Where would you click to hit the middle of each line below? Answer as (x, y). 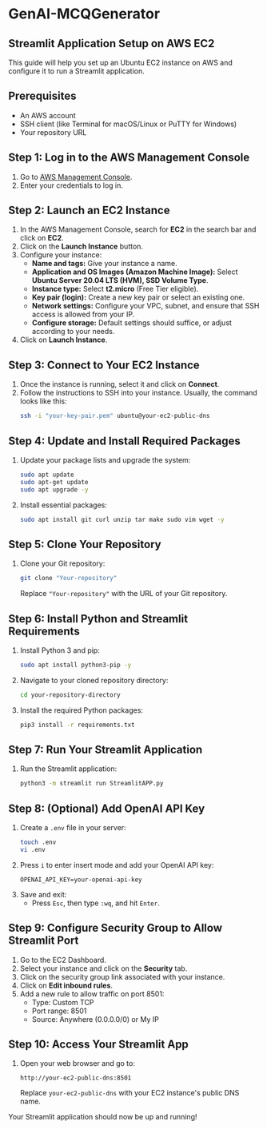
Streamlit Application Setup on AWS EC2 (112, 44)
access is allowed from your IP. (83, 314)
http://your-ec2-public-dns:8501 (76, 1078)
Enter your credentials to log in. (72, 185)
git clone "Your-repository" (68, 578)
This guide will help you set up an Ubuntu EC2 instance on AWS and (121, 62)
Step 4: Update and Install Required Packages (125, 441)
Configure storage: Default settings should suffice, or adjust (132, 323)
